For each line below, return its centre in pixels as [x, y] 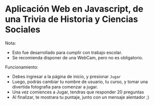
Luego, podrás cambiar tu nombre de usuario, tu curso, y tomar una [80, 82]
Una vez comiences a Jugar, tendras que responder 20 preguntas [78, 92]
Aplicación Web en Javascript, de [74, 9]
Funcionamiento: [22, 67]
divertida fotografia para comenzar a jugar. [55, 87]
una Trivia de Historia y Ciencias [72, 19]
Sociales [23, 30]
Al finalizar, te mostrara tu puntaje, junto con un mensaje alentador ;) [81, 97]
